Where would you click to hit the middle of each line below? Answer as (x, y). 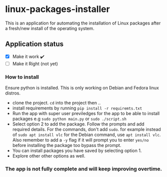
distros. (13, 93)
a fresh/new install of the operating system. (50, 28)
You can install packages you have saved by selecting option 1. (77, 150)
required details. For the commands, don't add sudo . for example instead (86, 129)
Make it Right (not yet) (35, 63)
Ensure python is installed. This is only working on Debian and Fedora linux (82, 88)
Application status (34, 44)
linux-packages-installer (58, 9)
